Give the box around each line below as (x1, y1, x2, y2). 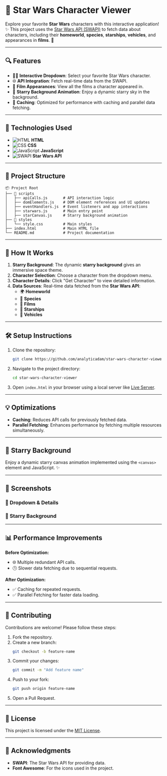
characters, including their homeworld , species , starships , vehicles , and (5, 32, 156, 38)
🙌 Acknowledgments (5, 747, 71, 755)
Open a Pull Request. (12, 695, 56, 701)
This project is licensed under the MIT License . (5, 728, 101, 734)
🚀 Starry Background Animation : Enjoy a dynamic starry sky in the (12, 89, 150, 95)
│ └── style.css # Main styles (5, 222, 92, 227)
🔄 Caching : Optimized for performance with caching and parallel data (12, 99, 156, 105)
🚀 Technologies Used (5, 124, 72, 132)
